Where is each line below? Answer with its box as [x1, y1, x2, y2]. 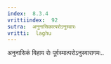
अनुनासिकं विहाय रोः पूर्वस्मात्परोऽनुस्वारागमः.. [7, 49, 104, 57]
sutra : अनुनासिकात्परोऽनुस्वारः [7, 23, 76, 30]
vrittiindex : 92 [7, 17, 58, 24]
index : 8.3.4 [7, 10, 49, 17]
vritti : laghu [7, 29, 52, 37]
